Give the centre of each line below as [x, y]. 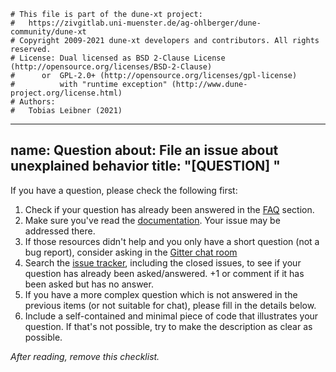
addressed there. [60, 231]
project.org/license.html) [66, 93]
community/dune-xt [48, 32]
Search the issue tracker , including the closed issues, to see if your [163, 262]
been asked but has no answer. [89, 284]
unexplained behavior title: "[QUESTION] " [145, 166]
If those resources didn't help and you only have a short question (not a [172, 241]
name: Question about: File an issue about [144, 150]
